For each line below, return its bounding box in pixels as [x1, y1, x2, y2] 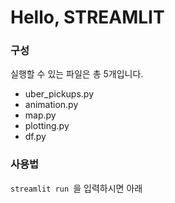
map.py [24, 109, 57, 121]
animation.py [24, 99, 79, 111]
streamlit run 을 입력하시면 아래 [10, 182, 143, 194]
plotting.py [24, 120, 70, 132]
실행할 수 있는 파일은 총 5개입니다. [10, 68, 144, 80]
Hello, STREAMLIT [10, 6, 165, 29]
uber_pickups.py [24, 88, 95, 100]
